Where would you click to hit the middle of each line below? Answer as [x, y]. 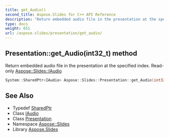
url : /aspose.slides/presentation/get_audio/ [54, 33]
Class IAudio [26, 113]
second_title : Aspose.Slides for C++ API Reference [60, 15]
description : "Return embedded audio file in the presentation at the [81, 19]
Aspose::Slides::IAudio [38, 71]
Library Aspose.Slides [35, 129]
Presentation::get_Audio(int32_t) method [71, 53]
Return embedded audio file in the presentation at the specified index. [78, 65]
